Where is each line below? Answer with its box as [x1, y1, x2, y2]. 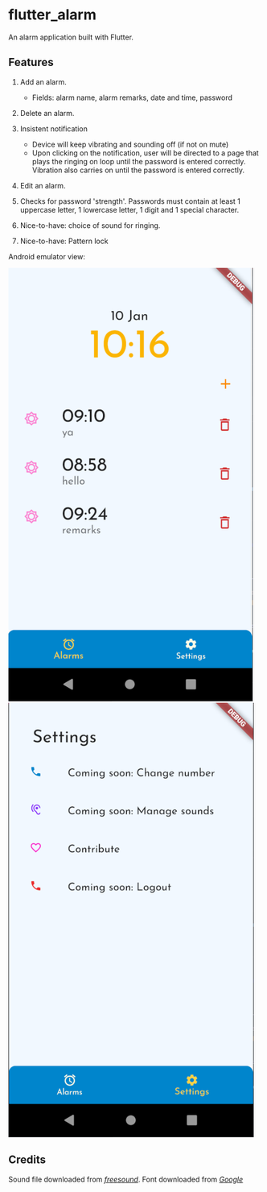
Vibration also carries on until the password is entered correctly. [31, 165, 245, 175]
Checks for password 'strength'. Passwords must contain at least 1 [19, 196, 241, 206]
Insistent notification [19, 123, 88, 134]
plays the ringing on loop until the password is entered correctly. [31, 156, 246, 166]
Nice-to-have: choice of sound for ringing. [19, 220, 161, 230]
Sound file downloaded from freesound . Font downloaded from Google [8, 1174, 244, 1184]
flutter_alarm [8, 6, 97, 24]
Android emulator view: [8, 251, 86, 261]
